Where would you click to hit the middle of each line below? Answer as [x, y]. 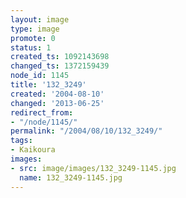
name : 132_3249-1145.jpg [71, 177]
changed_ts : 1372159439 [60, 66]
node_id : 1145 [40, 76]
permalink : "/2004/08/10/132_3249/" [86, 131]
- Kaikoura [33, 150]
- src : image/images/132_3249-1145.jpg [93, 168]
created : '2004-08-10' [57, 94]
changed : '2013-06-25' [57, 103]
